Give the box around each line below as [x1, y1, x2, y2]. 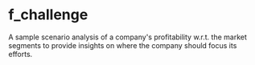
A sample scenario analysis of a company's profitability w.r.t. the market [8, 32, 248, 42]
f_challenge [8, 6, 88, 24]
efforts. [8, 49, 33, 59]
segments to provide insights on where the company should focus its [8, 40, 237, 50]
